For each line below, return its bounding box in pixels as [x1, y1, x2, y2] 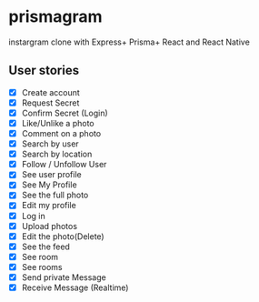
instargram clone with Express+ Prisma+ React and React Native [8, 36, 251, 47]
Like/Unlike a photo [21, 117, 95, 128]
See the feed [21, 241, 70, 252]
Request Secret [21, 97, 80, 108]
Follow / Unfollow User [21, 159, 107, 170]
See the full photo [21, 189, 89, 201]
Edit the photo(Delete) [21, 230, 105, 242]
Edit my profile [21, 200, 76, 211]
